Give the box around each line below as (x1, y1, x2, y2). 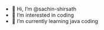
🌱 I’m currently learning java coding (11, 18, 99, 24)
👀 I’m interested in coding (11, 12, 74, 18)
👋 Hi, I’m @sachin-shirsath (11, 6, 77, 12)
